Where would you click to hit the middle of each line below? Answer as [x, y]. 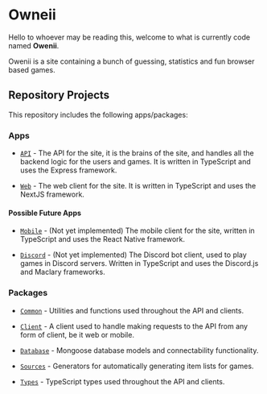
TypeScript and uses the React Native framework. [103, 239]
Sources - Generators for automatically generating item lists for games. [137, 366]
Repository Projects [59, 95]
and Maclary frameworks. [63, 272]
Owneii [32, 15]
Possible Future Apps [45, 213]
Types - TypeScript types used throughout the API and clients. [122, 381]
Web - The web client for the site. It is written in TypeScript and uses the [138, 186]
